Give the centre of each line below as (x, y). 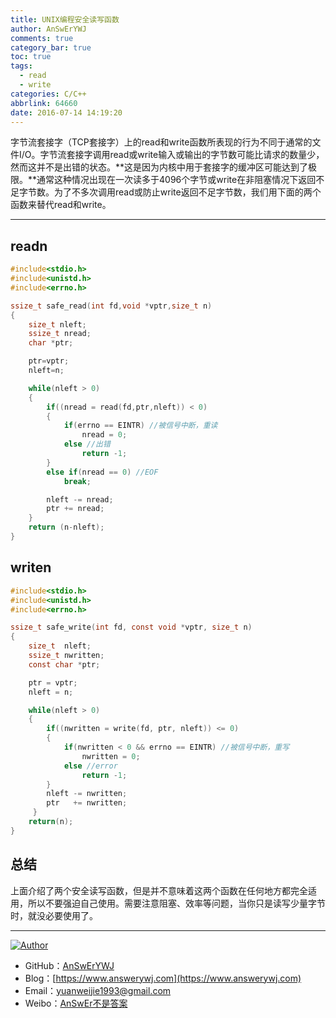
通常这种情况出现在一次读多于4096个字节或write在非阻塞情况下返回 (176, 180)
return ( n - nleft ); (66, 527)
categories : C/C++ (48, 94)
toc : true (31, 57)
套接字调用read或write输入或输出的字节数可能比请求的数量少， (195, 155)
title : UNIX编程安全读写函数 (65, 19)
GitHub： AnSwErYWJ (69, 965)
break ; (77, 481)
